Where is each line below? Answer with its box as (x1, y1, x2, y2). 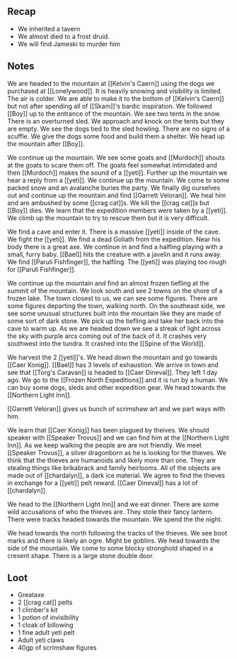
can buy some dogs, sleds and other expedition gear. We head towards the (7, 383, 226, 391)
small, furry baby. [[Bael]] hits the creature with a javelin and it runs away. (7, 250, 222, 258)
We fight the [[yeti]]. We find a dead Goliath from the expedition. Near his (7, 234, 221, 244)
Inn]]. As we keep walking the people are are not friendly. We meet (7, 440, 202, 450)
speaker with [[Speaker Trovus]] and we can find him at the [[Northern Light (7, 433, 230, 442)
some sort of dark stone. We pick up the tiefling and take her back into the (7, 316, 224, 325)
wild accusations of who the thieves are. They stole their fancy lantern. (7, 507, 214, 516)
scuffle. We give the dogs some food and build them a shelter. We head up (7, 131, 225, 141)
